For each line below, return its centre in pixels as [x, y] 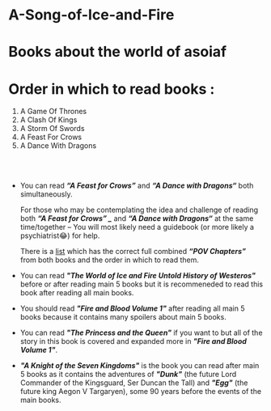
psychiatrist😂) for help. [60, 235]
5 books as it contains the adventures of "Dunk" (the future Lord [128, 375]
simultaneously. [46, 194]
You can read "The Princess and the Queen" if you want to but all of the [141, 333]
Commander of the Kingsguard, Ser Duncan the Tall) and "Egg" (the [134, 383]
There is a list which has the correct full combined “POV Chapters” [133, 252]
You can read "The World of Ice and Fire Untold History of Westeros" [138, 276]
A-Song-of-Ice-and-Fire [91, 15]
